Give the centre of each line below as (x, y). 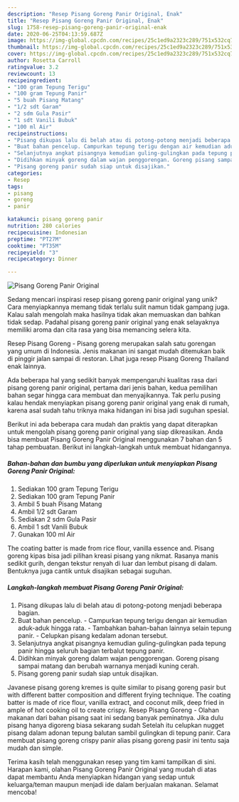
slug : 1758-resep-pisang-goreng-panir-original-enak (87, 27)
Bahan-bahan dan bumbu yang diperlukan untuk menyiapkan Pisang (112, 463)
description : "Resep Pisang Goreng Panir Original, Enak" (95, 14)
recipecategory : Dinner (43, 259)
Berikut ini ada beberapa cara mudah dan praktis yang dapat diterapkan (113, 425)
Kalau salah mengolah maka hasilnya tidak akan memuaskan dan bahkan (114, 315)
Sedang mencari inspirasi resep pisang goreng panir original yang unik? (113, 300)
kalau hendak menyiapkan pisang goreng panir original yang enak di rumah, (118, 403)
